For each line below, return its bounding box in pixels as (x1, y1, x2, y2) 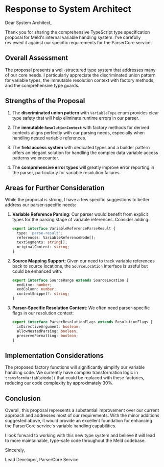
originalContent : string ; (17, 244, 70, 249)
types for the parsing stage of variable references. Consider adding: (12, 217, 150, 223)
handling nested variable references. (12, 135, 87, 141)
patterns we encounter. (12, 155, 60, 160)
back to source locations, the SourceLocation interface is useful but (12, 263, 148, 269)
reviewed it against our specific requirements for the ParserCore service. (5, 39, 152, 45)
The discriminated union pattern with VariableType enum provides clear (12, 109, 159, 116)
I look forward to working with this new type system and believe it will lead (5, 433, 155, 438)
